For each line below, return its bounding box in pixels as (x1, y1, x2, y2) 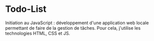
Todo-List (5, 3, 47, 15)
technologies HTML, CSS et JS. (5, 30, 70, 36)
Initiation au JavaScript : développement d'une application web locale (5, 20, 149, 26)
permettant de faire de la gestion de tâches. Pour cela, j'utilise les (5, 25, 141, 31)
